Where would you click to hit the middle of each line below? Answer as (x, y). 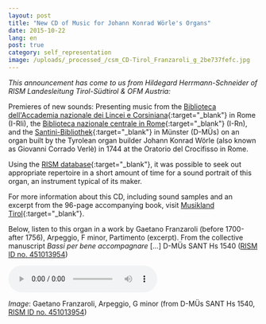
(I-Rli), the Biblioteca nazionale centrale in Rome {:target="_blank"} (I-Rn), (128, 123)
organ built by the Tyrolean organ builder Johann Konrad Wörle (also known (132, 140)
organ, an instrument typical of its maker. (75, 181)
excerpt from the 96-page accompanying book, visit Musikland (112, 205)
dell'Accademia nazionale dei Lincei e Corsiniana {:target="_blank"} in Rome (132, 115)
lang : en (23, 38)
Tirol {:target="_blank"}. (46, 213)
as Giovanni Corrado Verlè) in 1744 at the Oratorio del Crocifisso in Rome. (128, 149)
